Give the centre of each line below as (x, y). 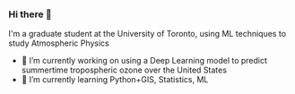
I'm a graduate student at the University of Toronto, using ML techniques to (147, 34)
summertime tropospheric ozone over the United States (124, 70)
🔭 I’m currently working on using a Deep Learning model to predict (144, 61)
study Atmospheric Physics (59, 43)
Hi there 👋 (30, 14)
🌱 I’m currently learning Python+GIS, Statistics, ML (115, 80)
